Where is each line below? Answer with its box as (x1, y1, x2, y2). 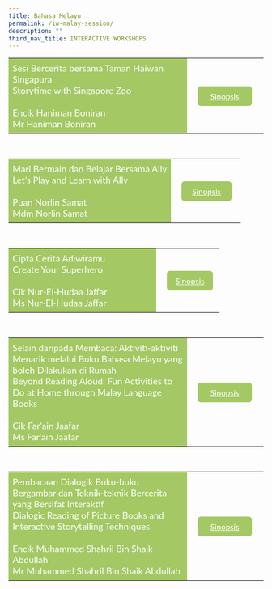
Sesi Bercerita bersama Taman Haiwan (12, 62, 164, 74)
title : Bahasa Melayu (8, 11, 82, 20)
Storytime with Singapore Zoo (12, 84, 132, 97)
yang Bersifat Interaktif (12, 498, 104, 511)
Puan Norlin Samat (12, 196, 87, 209)
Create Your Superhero (12, 264, 104, 276)
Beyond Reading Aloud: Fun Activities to (12, 375, 172, 388)
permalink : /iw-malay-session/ (8, 19, 114, 28)
